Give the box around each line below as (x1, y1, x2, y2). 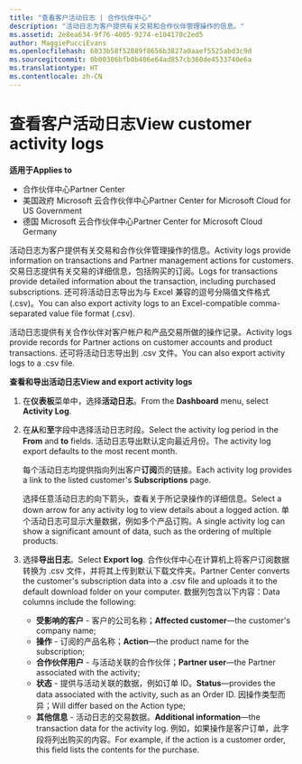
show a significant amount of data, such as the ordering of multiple (22, 526, 272, 536)
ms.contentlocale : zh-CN (9, 72, 103, 81)
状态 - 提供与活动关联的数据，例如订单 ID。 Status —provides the (35, 677, 276, 688)
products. (22, 535, 59, 546)
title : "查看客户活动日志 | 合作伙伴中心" (9, 13, 152, 23)
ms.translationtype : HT (9, 64, 99, 73)
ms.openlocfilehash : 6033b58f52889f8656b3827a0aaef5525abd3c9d (9, 47, 252, 56)
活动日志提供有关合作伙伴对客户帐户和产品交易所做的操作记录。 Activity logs (9, 326, 293, 337)
